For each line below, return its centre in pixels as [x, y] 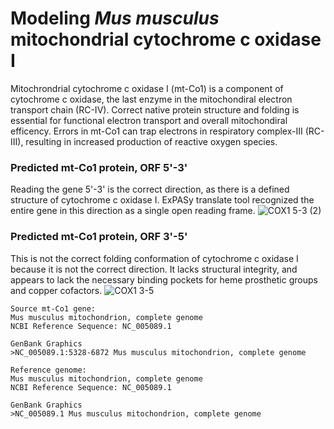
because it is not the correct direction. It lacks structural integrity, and [154, 269]
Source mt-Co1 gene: [53, 308]
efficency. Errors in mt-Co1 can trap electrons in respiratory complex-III [156, 131]
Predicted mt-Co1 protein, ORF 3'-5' [99, 237]
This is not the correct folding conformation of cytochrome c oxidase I [154, 258]
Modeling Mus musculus [115, 18]
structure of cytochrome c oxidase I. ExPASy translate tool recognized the [162, 200]
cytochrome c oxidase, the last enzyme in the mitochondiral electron [151, 99]
